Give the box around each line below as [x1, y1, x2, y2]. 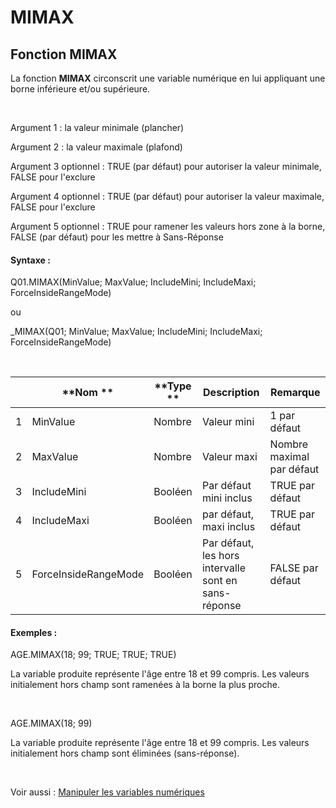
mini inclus [201, 491, 253, 505]
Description [203, 386, 260, 400]
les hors [201, 549, 240, 563]
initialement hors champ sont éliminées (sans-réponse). [10, 747, 240, 760]
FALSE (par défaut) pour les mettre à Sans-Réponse [10, 231, 224, 243]
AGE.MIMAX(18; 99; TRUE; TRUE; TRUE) [10, 649, 177, 661]
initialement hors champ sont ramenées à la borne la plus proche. [10, 679, 280, 691]
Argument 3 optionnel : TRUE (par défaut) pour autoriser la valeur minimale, [10, 161, 322, 172]
